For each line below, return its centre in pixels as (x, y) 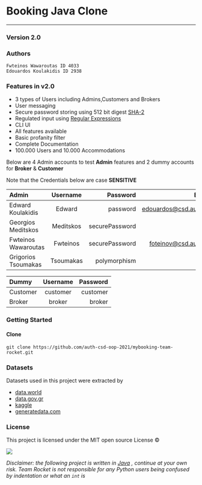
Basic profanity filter (40, 138)
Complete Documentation (47, 144)
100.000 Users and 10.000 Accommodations (70, 150)
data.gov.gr (29, 398)
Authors (19, 54)
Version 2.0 (23, 37)
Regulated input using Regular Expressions (68, 119)
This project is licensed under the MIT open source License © (83, 440)
